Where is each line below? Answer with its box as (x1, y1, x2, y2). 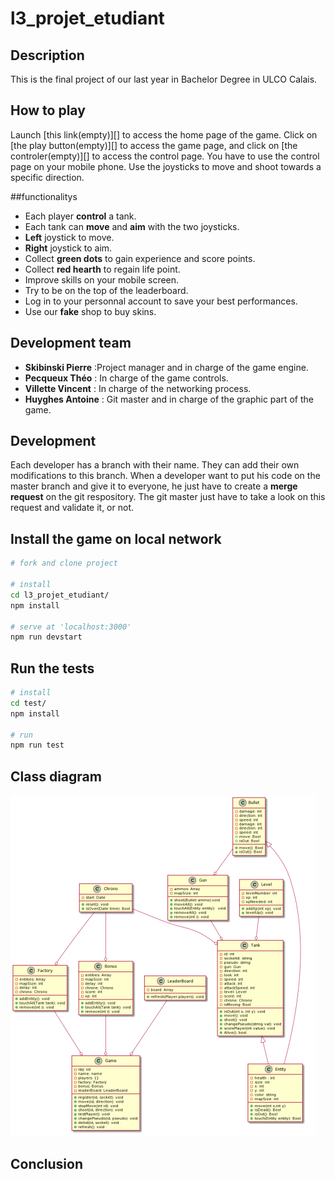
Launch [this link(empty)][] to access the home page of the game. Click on (10, 128, 318, 141)
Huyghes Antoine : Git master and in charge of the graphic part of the (24, 393, 314, 405)
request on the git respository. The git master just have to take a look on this (10, 491, 326, 503)
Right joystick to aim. (24, 242, 113, 254)
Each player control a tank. (24, 210, 137, 222)
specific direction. (10, 171, 85, 183)
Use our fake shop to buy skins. (24, 305, 157, 317)
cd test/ (10, 698, 47, 708)
